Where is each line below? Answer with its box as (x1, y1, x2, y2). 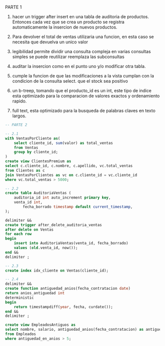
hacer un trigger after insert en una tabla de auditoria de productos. (12, 14, 149, 19)
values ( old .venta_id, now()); (14, 245, 78, 250)
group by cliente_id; (14, 150, 58, 155)
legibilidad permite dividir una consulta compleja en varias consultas (12, 49, 151, 54)
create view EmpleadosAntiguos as (5, 322, 76, 327)
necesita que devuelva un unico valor (12, 39, 88, 45)
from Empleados (5, 332, 36, 337)
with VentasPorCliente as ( (5, 136, 60, 141)
